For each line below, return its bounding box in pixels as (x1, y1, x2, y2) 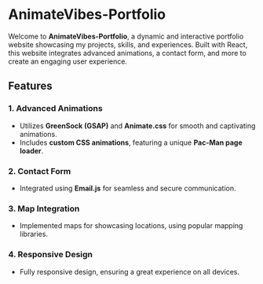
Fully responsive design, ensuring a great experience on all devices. (19, 267, 240, 276)
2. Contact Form (8, 165, 71, 176)
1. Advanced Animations (8, 103, 104, 114)
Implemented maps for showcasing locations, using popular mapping (19, 221, 243, 231)
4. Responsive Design (8, 249, 93, 260)
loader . (19, 146, 44, 155)
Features (8, 79, 53, 93)
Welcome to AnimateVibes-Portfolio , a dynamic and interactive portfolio (8, 31, 244, 41)
